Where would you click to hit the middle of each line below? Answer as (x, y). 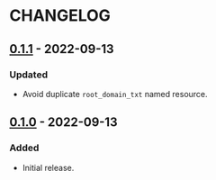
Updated (28, 75)
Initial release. (48, 167)
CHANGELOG (60, 16)
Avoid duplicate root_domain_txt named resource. (115, 94)
